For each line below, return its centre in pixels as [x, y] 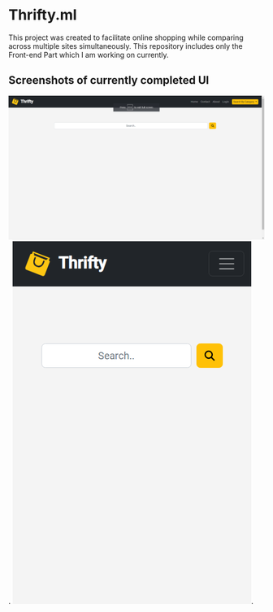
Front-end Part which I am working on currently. [89, 55]
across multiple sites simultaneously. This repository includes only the [126, 46]
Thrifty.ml [43, 15]
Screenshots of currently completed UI [109, 80]
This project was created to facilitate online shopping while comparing [126, 37]
